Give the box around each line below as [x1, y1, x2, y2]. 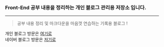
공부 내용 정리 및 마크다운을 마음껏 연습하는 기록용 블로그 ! [17, 21, 128, 26]
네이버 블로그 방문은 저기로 [5, 37, 56, 43]
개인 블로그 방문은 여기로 [5, 31, 52, 36]
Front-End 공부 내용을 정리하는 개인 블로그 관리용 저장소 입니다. [5, 4, 146, 11]
